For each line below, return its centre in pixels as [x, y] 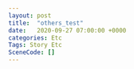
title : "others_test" [46, 23]
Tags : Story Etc [35, 45]
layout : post [30, 15]
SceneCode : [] [32, 52]
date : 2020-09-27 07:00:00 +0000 [67, 30]
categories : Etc [35, 38]
